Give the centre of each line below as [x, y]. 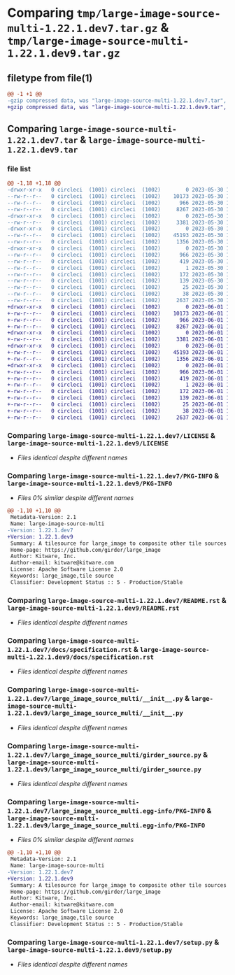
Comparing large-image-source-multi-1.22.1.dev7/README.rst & [117, 600]
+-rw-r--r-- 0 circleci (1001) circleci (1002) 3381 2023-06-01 [115, 340]
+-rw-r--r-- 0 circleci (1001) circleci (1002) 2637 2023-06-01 [115, 418]
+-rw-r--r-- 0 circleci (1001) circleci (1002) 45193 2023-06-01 [115, 353]
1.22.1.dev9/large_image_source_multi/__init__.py [95, 713]
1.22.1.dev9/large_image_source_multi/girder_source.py [104, 769]
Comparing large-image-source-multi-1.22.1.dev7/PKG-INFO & [113, 476]
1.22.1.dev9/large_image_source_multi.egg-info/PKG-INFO [106, 825]
